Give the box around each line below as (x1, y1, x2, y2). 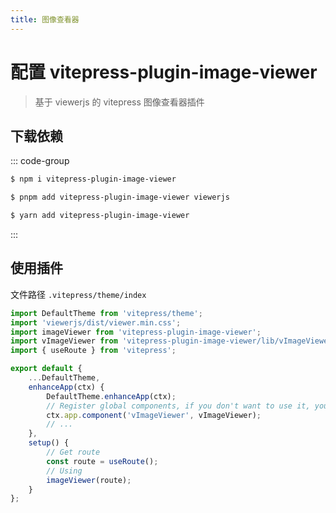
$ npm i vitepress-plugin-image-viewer (10, 174, 177, 185)
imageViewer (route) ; (46, 475, 132, 485)
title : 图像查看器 (10, 14, 80, 25)
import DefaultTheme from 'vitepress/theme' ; (10, 308, 203, 318)
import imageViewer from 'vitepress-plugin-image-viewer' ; (10, 327, 262, 337)
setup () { (28, 438, 70, 448)
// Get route (46, 447, 101, 458)
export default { (10, 364, 83, 374)
